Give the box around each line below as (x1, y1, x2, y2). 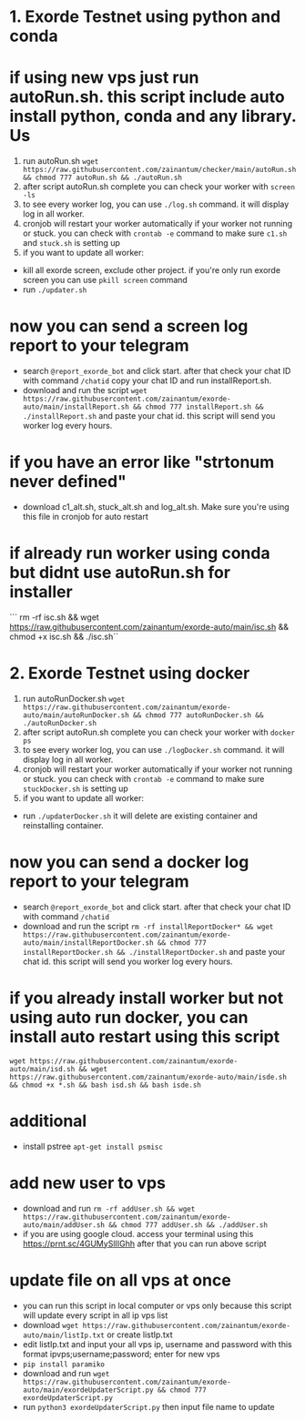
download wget (22, 1319, 79, 1330)
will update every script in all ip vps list (22, 1309, 168, 1321)
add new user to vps (9, 1172, 167, 1193)
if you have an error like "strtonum (9, 452, 275, 472)
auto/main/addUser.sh (22, 1220, 105, 1230)
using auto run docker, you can (9, 1008, 249, 1028)
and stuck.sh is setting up (22, 238, 121, 249)
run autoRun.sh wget (22, 156, 99, 167)
